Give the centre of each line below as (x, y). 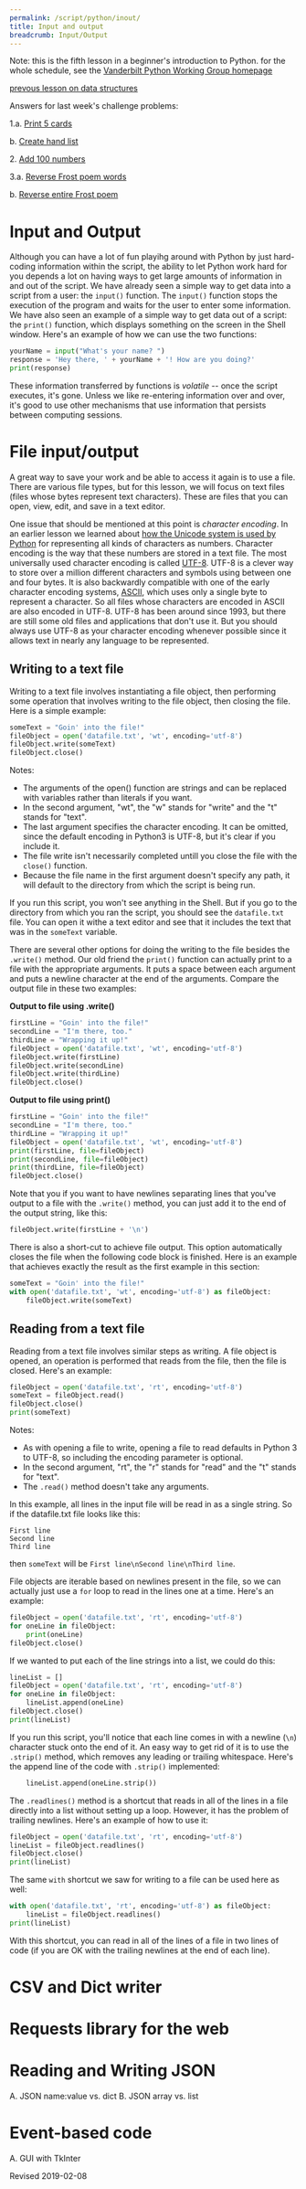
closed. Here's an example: (61, 1370)
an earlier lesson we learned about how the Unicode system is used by (143, 533)
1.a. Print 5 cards (41, 123)
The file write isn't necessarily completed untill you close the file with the (160, 856)
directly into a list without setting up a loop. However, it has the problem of (149, 1810)
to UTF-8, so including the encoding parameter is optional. (133, 1457)
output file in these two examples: (73, 989)
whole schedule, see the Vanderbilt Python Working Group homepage (141, 70)
